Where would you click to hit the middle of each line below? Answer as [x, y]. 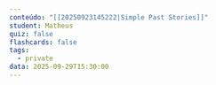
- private [35, 58]
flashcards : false [43, 42]
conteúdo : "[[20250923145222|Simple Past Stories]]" [109, 17]
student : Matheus [41, 26]
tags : [19, 50]
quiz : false [31, 34]
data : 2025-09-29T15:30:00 [59, 67]
